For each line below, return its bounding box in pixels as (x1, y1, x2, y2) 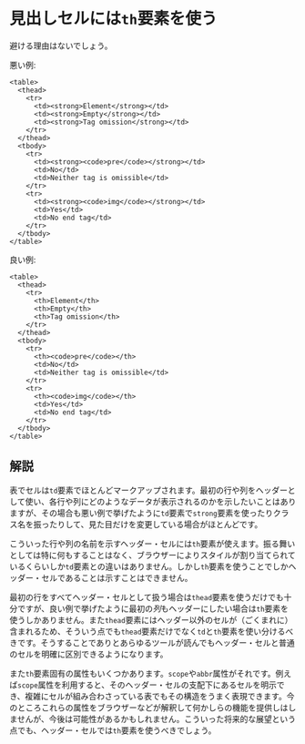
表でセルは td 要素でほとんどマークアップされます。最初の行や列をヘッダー (9, 484, 289, 495)
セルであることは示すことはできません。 (40, 572, 193, 583)
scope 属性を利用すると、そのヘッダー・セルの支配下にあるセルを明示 (17, 679, 278, 690)
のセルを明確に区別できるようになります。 (9, 648, 168, 659)
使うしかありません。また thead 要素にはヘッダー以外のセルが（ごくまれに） (9, 614, 293, 625)
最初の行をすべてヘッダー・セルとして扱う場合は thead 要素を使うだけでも (9, 591, 284, 602)
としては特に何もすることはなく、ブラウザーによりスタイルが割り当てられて (9, 549, 296, 560)
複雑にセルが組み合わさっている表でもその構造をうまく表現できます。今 (25, 690, 295, 701)
